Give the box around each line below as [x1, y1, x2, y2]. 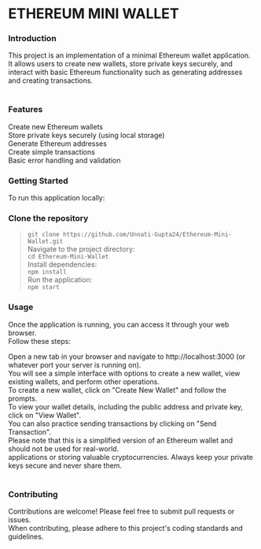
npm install [27, 268, 67, 276]
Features [8, 104, 43, 115]
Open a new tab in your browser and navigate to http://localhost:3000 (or [8, 352, 246, 361]
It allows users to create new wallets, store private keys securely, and [8, 59, 233, 69]
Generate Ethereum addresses [8, 139, 108, 148]
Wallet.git [27, 237, 64, 245]
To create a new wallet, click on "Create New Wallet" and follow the [8, 385, 226, 394]
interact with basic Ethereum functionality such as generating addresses [8, 68, 243, 77]
